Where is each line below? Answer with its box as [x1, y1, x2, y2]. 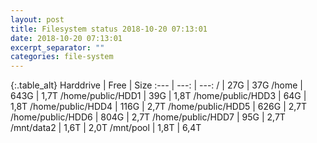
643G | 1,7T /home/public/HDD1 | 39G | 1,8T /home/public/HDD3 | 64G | [10, 90, 307, 102]
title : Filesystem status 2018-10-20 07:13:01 [10, 24, 208, 34]
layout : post [10, 14, 65, 25]
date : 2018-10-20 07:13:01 [10, 33, 123, 43]
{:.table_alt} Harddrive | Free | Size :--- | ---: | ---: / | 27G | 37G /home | [10, 79, 304, 91]
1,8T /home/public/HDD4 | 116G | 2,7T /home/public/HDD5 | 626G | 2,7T [10, 101, 308, 113]
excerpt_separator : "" [10, 42, 105, 53]
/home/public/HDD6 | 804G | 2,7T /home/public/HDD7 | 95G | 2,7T [10, 111, 286, 123]
